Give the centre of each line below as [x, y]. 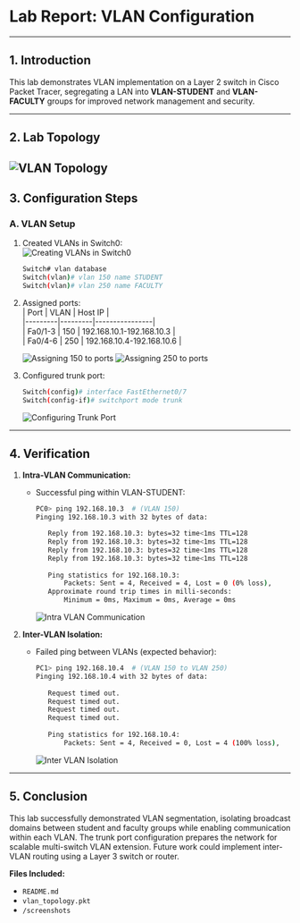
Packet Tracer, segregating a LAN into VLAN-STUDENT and [120, 91]
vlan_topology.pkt [56, 901]
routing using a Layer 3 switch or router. [106, 856]
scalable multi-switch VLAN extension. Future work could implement [135, 846]
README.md [41, 892]
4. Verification [50, 453]
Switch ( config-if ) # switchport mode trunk [102, 400]
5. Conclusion [48, 796]
